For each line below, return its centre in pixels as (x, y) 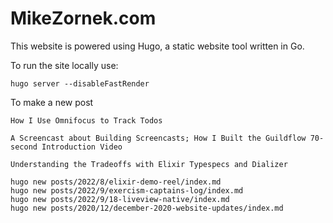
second (24, 147)
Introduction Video (82, 147)
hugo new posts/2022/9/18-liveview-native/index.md (120, 199)
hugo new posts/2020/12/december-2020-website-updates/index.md (147, 208)
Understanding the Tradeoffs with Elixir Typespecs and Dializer (149, 164)
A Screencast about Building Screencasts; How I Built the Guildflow (158, 138)
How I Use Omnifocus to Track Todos (86, 120)
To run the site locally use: (64, 65)
